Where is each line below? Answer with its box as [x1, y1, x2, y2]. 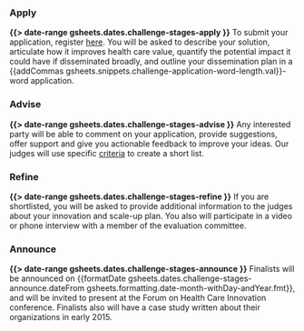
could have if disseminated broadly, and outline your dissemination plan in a [9, 56, 293, 67]
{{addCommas [9, 65, 64, 76]
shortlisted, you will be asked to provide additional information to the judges [9, 200, 293, 211]
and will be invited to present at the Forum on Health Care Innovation [9, 293, 267, 304]
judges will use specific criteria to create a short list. [9, 147, 204, 158]
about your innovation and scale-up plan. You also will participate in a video [9, 210, 293, 221]
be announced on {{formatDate [9, 273, 127, 284]
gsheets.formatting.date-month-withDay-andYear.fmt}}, [86, 283, 296, 294]
